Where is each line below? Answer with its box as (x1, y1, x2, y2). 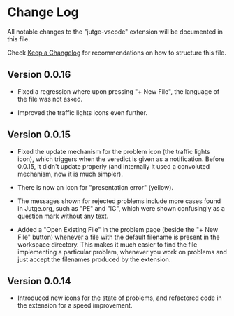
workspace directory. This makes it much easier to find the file (17, 240, 198, 249)
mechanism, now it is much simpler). (17, 170, 124, 178)
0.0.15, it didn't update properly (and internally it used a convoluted (17, 162, 210, 170)
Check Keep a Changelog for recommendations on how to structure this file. (7, 48, 227, 57)
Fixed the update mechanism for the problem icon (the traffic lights (17, 147, 211, 156)
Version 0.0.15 (7, 129, 71, 141)
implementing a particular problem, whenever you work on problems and (17, 247, 227, 256)
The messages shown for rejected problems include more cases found (17, 197, 221, 205)
